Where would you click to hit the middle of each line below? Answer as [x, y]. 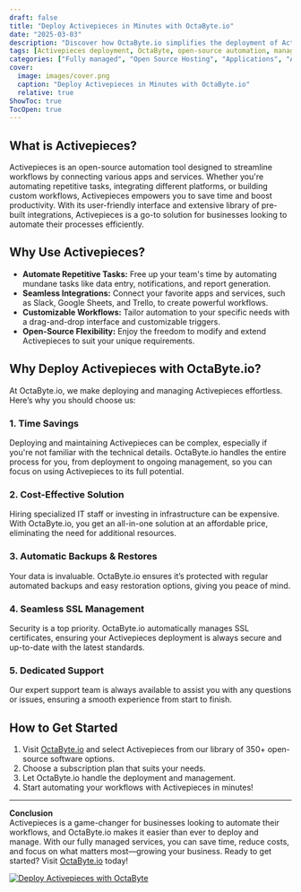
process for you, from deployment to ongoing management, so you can [141, 462]
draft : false [34, 17]
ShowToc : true [36, 101]
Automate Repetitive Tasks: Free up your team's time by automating [150, 273]
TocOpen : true [36, 109]
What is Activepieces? [73, 146]
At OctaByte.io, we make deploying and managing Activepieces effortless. [146, 390]
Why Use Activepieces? [77, 252]
